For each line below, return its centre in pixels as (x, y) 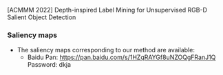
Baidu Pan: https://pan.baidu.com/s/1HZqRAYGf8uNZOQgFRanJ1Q (121, 57)
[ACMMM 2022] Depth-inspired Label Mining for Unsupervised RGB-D (107, 10)
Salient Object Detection (42, 17)
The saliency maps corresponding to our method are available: (106, 50)
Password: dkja (49, 65)
